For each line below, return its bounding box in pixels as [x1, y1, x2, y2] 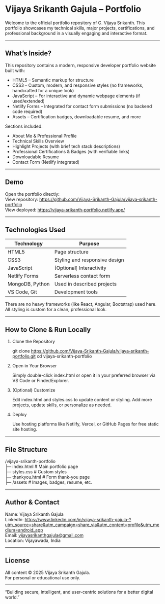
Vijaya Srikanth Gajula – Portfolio [5, 3, 141, 15]
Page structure [54, 249, 89, 255]
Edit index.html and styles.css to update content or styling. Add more [12, 397, 152, 403]
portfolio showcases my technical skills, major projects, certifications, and [5, 25, 155, 31]
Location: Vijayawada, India [5, 537, 61, 543]
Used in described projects [54, 281, 117, 287]
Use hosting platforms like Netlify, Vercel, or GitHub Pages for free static [12, 421, 159, 427]
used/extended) [12, 98, 45, 104]
